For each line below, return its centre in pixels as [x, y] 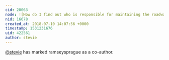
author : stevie [21, 38]
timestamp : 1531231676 [29, 28]
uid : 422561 [18, 33]
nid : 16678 [17, 19]
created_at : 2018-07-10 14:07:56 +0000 [47, 24]
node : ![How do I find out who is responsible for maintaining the [77, 14]
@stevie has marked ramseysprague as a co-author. [59, 52]
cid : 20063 [17, 10]
